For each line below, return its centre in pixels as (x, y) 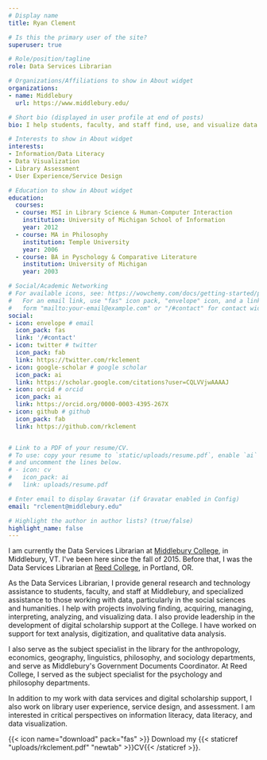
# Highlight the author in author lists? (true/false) (101, 521)
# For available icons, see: (56, 293)
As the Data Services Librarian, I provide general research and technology (130, 583)
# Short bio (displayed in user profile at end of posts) (106, 117)
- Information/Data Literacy (56, 154)
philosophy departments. (49, 683)
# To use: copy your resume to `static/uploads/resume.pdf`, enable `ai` (133, 455)
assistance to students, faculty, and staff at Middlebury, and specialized (126, 591)
